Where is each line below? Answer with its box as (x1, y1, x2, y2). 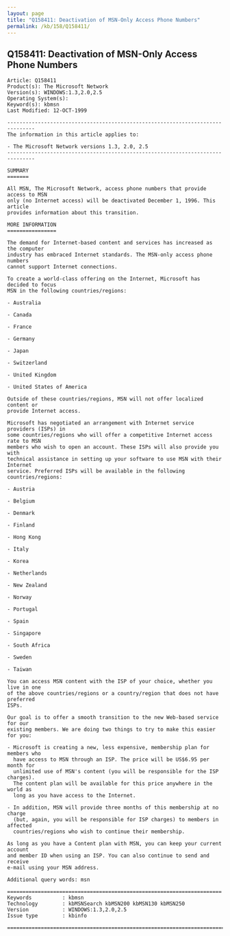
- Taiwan (7, 666, 32, 673)
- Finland (7, 522, 36, 529)
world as (7, 786, 32, 793)
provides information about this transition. (7, 209, 139, 216)
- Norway (7, 594, 32, 601)
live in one (7, 684, 41, 691)
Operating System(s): (7, 95, 69, 102)
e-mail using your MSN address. (7, 865, 99, 871)
